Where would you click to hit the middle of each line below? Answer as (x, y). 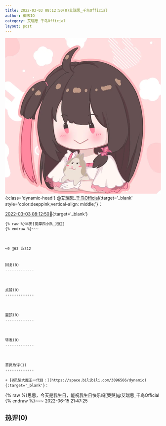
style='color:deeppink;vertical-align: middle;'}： (54, 204)
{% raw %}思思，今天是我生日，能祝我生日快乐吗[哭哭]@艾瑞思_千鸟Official (82, 395)
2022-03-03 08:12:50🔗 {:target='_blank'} (46, 214)
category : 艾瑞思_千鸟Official (35, 21)
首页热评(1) (16, 365)
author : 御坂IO (20, 16)
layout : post (19, 26)
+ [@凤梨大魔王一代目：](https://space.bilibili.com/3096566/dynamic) (76, 381)
